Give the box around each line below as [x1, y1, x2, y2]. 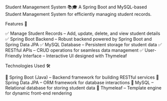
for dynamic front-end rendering [5, 90, 72, 96]
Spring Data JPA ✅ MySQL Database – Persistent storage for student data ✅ [5, 42, 162, 47]
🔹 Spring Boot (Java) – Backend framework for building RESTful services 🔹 [5, 74, 159, 80]
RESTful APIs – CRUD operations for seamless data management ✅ [5, 47, 144, 53]
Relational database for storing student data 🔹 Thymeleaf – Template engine [5, 85, 161, 91]
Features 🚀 [5, 21, 27, 26]
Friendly [5, 53, 22, 59]
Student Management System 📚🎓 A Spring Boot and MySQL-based [5, 4, 147, 10]
